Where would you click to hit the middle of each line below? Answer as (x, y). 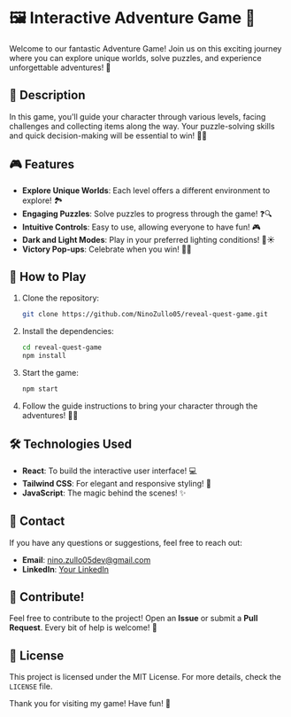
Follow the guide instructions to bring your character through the (140, 406)
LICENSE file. (31, 686)
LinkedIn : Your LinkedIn (65, 569)
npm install (44, 356)
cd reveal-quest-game (61, 347)
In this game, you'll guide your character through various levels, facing (138, 116)
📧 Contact (37, 522)
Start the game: (50, 373)
